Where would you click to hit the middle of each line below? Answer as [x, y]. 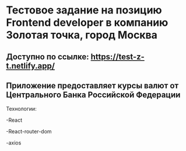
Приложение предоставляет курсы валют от [92, 85]
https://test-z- [117, 56]
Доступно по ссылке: [48, 56]
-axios [14, 143]
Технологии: [21, 109]
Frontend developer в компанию [87, 23]
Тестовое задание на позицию [84, 10]
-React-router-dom [29, 132]
